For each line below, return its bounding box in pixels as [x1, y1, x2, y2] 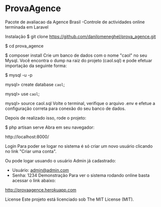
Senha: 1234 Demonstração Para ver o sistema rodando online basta [12, 172, 150, 178]
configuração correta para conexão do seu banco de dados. [5, 105, 126, 111]
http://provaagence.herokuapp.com [5, 187, 77, 192]
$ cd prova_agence [5, 43, 44, 49]
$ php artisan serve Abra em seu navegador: [5, 124, 95, 130]
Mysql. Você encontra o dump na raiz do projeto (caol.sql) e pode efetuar [5, 57, 152, 63]
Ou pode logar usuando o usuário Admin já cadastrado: [5, 157, 116, 163]
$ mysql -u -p [5, 72, 33, 78]
